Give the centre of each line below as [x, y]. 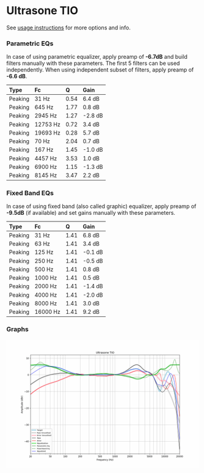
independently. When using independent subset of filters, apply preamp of [100, 70]
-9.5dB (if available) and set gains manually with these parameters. [91, 213]
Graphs [17, 329]
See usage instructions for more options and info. [69, 28]
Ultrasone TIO [42, 11]
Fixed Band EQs [30, 193]
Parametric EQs [30, 43]
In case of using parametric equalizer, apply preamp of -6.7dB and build [97, 57]
